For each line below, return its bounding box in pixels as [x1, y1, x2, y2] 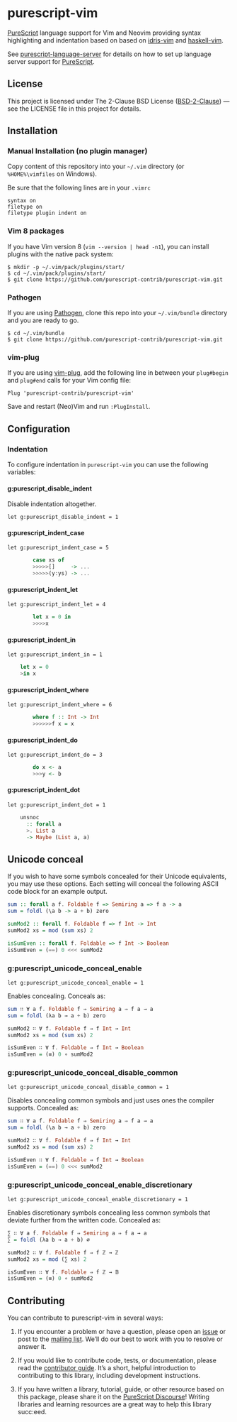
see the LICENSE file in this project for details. [7, 104, 141, 113]
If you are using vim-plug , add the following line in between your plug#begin [7, 368, 229, 377]
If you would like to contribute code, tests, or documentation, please [17, 1356, 217, 1364]
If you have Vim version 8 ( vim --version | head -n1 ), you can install [7, 242, 209, 251]
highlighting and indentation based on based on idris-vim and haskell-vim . [7, 35, 224, 44]
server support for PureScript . [7, 57, 95, 65]
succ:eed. [17, 1408, 47, 1416]
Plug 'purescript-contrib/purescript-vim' [7, 390, 134, 397]
